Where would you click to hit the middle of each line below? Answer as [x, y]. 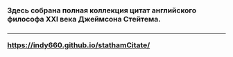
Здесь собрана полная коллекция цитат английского [102, 10]
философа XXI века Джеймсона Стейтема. [84, 19]
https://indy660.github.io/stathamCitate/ [79, 45]
